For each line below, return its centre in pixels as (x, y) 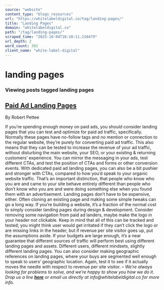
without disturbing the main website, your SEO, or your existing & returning (80, 153)
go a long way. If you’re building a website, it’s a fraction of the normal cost (81, 205)
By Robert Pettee (22, 117)
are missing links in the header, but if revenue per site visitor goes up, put (79, 230)
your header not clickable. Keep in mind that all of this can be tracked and (80, 220)
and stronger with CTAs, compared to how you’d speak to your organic (76, 173)
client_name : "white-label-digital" (42, 50)
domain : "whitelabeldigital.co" (38, 28)
